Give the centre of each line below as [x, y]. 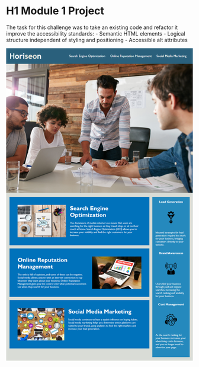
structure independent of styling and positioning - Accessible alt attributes [97, 40]
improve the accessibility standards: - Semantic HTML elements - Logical [96, 33]
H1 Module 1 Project [55, 11]
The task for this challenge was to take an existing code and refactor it [92, 27]
